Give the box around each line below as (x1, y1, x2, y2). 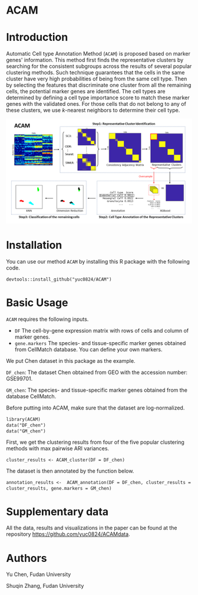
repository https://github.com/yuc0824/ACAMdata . (6, 531, 131, 538)
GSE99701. (6, 375, 33, 382)
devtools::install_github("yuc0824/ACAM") (6, 276, 112, 282)
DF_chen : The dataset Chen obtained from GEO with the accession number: (6, 369, 187, 376)
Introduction (6, 31, 68, 44)
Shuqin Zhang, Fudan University (6, 583, 84, 590)
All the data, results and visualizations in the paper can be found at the (6, 524, 177, 532)
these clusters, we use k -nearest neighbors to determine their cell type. (6, 107, 180, 114)
